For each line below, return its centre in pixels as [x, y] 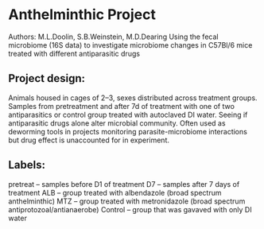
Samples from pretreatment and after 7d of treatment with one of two [121, 106]
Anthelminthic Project [82, 15]
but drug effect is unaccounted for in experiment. [89, 140]
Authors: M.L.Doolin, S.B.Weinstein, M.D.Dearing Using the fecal [113, 37]
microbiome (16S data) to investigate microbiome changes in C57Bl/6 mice [130, 45]
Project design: [47, 78]
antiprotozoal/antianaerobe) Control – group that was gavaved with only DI [130, 209]
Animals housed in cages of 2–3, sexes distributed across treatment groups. [133, 98]
